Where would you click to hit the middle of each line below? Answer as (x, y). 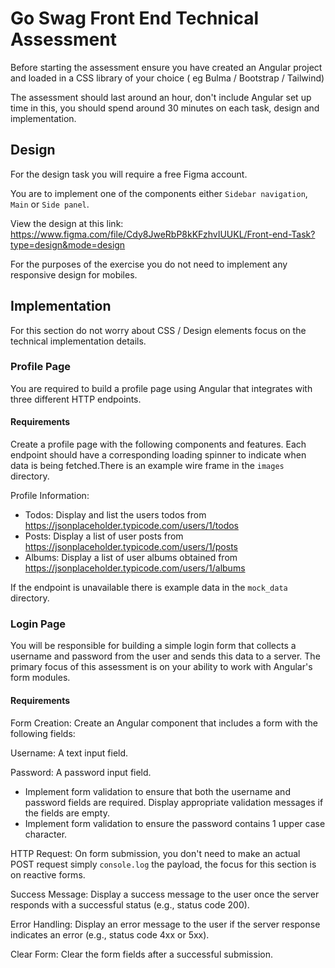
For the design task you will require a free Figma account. (129, 174)
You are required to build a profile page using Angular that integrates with (161, 388)
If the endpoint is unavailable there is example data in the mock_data (149, 588)
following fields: (43, 733)
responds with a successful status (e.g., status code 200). (130, 904)
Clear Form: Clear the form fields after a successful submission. (141, 954)
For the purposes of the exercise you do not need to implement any (149, 264)
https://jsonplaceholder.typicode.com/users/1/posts (131, 547)
